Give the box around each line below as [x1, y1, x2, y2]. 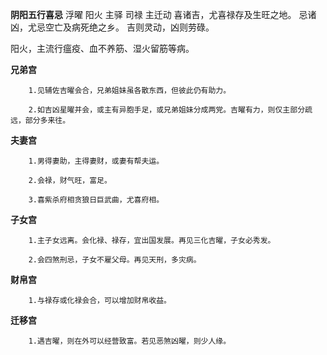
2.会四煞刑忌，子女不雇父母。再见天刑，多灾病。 [28, 255, 202, 265]
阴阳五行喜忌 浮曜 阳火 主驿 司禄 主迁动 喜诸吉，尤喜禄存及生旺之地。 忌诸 [10, 9, 317, 20]
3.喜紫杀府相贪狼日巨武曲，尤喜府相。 [28, 195, 165, 205]
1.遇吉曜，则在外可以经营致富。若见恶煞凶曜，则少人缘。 [28, 336, 232, 346]
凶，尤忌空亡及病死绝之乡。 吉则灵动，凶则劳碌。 [10, 21, 215, 33]
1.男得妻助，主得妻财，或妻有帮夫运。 [28, 156, 165, 166]
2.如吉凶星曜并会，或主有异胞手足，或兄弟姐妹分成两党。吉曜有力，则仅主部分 [28, 105, 306, 115]
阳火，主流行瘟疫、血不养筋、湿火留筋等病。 [10, 43, 195, 54]
